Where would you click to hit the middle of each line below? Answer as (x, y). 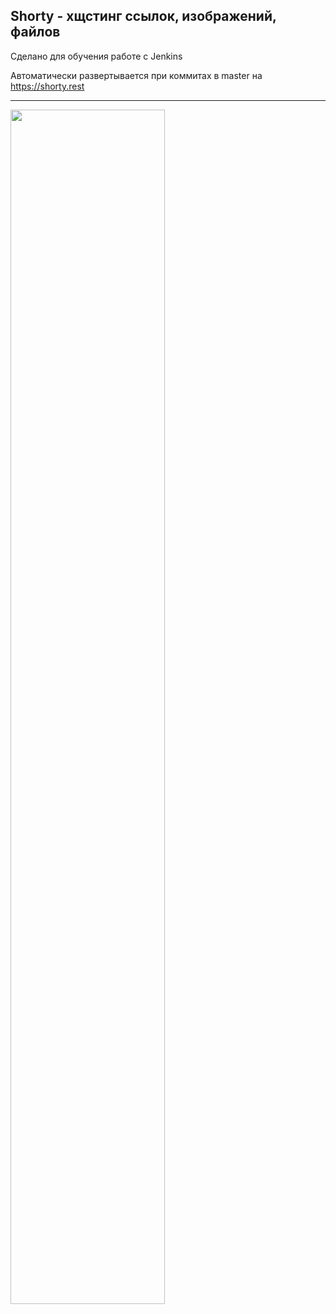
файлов (35, 32)
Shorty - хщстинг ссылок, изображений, (143, 16)
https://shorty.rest (47, 86)
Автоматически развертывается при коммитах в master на (136, 75)
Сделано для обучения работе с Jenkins (96, 56)
